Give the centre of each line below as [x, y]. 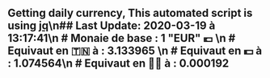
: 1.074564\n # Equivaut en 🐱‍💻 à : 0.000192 [118, 64]
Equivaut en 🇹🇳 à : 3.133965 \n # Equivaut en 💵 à [135, 51]
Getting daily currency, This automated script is [130, 13]
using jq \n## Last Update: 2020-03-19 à [112, 26]
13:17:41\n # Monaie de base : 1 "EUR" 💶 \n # [122, 38]
